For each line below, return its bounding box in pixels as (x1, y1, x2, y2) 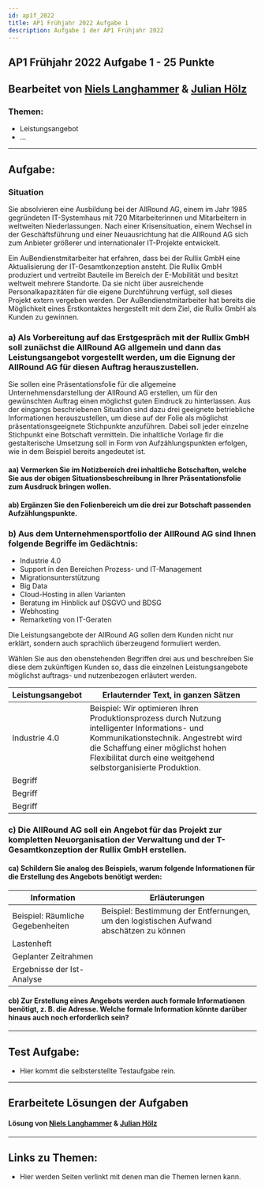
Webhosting (19, 606, 59, 615)
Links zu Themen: (8, 1152, 98, 1165)
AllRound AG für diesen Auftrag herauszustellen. (8, 361, 200, 373)
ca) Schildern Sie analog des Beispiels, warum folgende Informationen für (8, 864, 255, 873)
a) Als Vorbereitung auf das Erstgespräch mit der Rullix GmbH (8, 332, 250, 343)
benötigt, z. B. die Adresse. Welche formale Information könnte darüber (8, 1004, 247, 1013)
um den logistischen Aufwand (101, 915, 212, 926)
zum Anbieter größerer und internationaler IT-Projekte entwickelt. (8, 238, 221, 248)
